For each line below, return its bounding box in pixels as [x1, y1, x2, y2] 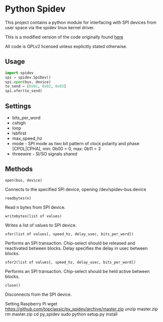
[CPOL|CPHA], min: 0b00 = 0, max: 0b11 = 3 [12, 146, 101, 152]
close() [5, 283, 21, 288]
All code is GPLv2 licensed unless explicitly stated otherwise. [5, 43, 127, 49]
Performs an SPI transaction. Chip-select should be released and [5, 240, 135, 246]
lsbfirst [12, 130, 26, 136]
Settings [5, 102, 32, 110]
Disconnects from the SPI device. [5, 291, 72, 297]
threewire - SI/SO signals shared [12, 151, 78, 156]
